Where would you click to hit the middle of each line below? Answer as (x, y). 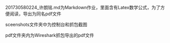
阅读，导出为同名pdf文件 (36, 14)
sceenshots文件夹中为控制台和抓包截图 (46, 25)
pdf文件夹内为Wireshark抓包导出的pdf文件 (50, 35)
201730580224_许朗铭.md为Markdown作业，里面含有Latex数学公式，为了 (83, 7)
